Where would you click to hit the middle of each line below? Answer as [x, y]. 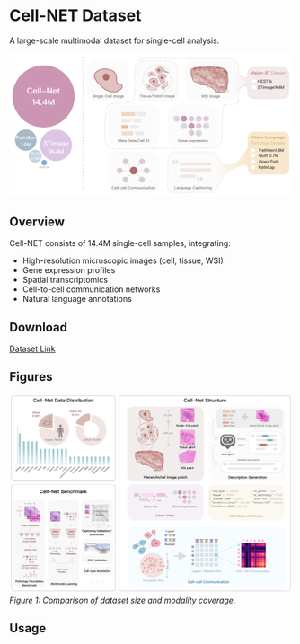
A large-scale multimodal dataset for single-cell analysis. [115, 40]
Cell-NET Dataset [75, 16]
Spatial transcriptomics [65, 280]
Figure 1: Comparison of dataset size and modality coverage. [123, 600]
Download [38, 327]
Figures [31, 377]
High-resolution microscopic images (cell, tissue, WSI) [123, 260]
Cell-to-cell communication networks [91, 289]
